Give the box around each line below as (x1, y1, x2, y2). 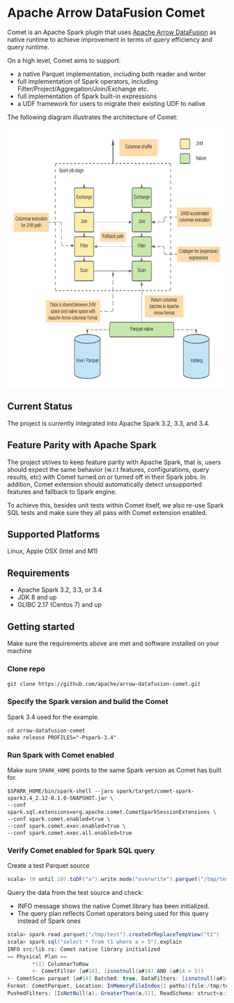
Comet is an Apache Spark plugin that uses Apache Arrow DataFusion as (7, 28, 217, 36)
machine (7, 647, 33, 654)
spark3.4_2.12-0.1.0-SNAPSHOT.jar (7, 795, 108, 802)
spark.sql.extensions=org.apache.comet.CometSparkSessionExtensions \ (7, 809, 217, 816)
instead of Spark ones (17, 917, 81, 925)
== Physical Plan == (7, 953, 68, 960)
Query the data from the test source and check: (7, 889, 144, 897)
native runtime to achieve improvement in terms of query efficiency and (7, 35, 212, 43)
